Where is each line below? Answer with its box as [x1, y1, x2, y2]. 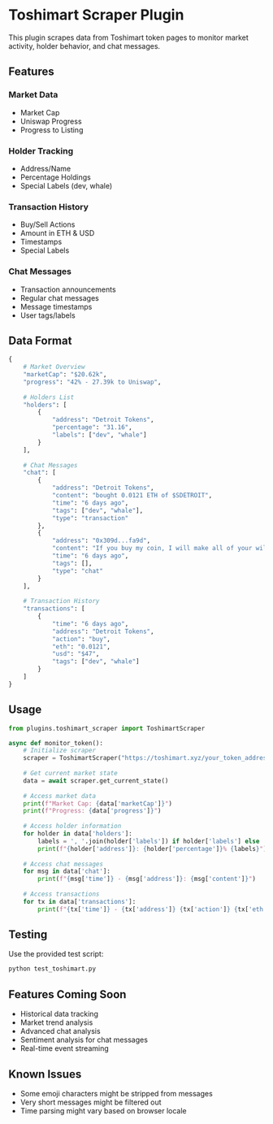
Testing [8, 928, 48, 942]
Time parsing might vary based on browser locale [19, 1105, 187, 1115]
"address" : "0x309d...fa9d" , [51, 536, 151, 545]
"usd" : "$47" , [51, 650, 100, 658]
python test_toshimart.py [8, 965, 96, 973]
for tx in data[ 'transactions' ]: [23, 897, 136, 905]
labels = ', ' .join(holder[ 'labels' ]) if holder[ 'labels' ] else [37, 837, 260, 845]
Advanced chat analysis [19, 1026, 101, 1036]
